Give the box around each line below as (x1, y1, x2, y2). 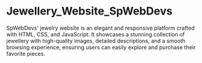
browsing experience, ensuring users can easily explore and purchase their (6, 44, 196, 51)
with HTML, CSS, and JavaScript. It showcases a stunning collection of (6, 30, 185, 38)
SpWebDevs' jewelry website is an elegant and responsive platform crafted (6, 24, 195, 31)
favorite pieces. (6, 50, 46, 57)
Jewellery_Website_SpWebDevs (6, 4, 173, 18)
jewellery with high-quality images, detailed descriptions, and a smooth (6, 37, 186, 44)
